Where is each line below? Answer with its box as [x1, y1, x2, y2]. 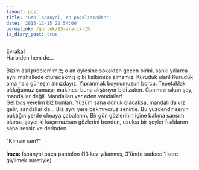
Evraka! [6, 48, 25, 55]
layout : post [6, 8, 39, 15]
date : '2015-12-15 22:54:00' [6, 20, 80, 26]
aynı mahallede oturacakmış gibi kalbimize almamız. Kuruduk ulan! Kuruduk [6, 74, 194, 81]
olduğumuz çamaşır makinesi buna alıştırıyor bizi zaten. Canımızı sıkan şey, [6, 86, 193, 93]
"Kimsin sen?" [6, 137, 42, 145]
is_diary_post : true [6, 31, 58, 37]
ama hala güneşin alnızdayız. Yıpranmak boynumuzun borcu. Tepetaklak [6, 80, 186, 87]
